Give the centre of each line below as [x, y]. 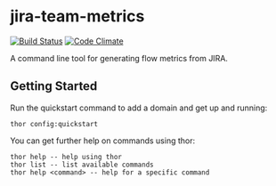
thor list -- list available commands [82, 165]
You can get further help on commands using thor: [102, 141]
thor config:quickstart [54, 124]
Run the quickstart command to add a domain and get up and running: [139, 108]
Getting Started [54, 86]
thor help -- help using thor [66, 157]
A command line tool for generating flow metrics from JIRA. [119, 58]
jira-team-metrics [77, 16]
